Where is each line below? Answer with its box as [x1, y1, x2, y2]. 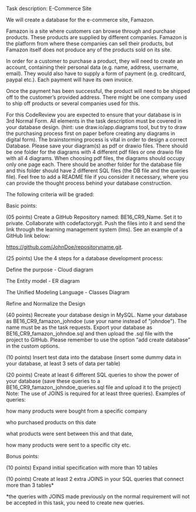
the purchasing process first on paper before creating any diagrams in [6, 130, 176, 137]
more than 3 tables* [6, 482, 54, 489]
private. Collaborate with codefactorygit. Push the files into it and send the [6, 220, 185, 227]
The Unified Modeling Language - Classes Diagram [6, 289, 130, 296]
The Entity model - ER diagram [6, 278, 80, 284]
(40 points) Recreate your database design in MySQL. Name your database [6, 312, 187, 318]
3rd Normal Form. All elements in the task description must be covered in [6, 117, 183, 124]
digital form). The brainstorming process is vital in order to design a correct [6, 136, 187, 143]
